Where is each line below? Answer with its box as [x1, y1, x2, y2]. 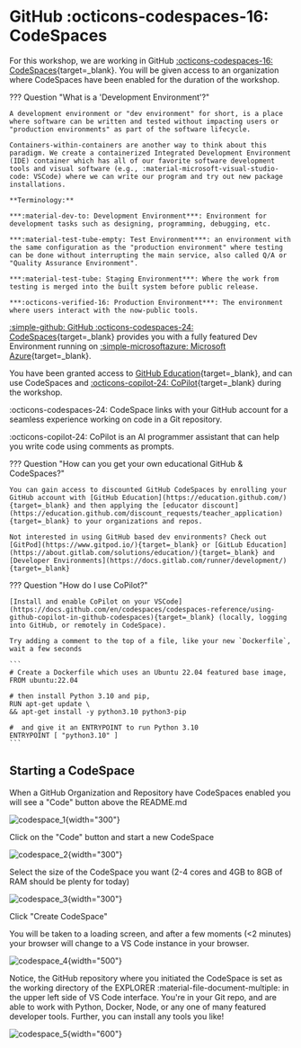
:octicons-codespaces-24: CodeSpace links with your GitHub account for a [9, 404, 289, 415]
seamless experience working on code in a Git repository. [9, 414, 223, 425]
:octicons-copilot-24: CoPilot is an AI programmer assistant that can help [9, 431, 280, 442]
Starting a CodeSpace [9, 763, 135, 779]
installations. [9, 180, 66, 189]
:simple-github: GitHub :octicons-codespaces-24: [9, 321, 194, 332]
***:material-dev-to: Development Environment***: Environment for [9, 211, 268, 220]
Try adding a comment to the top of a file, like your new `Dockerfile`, [9, 636, 292, 645]
